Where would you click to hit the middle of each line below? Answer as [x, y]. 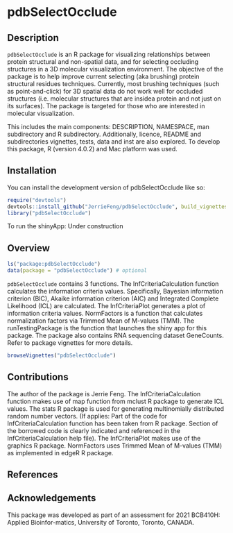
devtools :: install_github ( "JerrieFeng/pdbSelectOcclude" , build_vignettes [118, 206]
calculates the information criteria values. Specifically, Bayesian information [115, 291]
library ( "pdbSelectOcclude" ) [49, 213]
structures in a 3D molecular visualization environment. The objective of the [115, 69]
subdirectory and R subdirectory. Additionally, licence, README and [104, 134]
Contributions [38, 377]
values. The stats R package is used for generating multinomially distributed [115, 408]
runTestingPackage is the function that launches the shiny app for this [107, 328]
